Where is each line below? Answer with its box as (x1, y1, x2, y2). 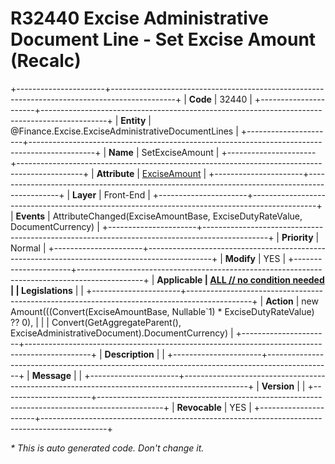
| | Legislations (10, 284, 73, 296)
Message (31, 369, 72, 381)
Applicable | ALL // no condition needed (156, 273, 325, 286)
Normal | (10, 242, 47, 254)
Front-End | (103, 188, 151, 201)
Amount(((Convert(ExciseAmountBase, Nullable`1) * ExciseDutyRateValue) (10, 305, 315, 317)
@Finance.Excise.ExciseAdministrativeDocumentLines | (10, 125, 239, 137)
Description (104, 348, 155, 360)
